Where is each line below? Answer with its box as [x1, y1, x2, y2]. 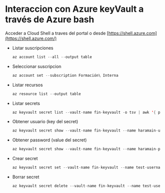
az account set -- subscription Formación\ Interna [12, 73, 119, 78]
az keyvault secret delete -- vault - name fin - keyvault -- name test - [12, 184, 154, 189]
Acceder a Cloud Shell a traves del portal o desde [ [5, 30, 109, 36]
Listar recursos [12, 82, 43, 88]
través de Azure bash [5, 14, 95, 25]
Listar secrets [12, 100, 40, 106]
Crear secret [12, 156, 38, 161]
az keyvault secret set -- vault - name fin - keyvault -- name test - [12, 165, 147, 170]
